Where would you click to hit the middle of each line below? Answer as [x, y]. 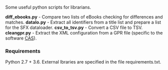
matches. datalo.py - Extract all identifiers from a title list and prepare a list [83, 22]
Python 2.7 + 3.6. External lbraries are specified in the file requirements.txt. [83, 62]
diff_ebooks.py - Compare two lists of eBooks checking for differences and [84, 17]
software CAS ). [21, 38]
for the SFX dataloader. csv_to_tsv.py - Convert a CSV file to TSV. [74, 27]
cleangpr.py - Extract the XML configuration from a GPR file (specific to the [84, 33]
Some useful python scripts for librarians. [48, 7]
